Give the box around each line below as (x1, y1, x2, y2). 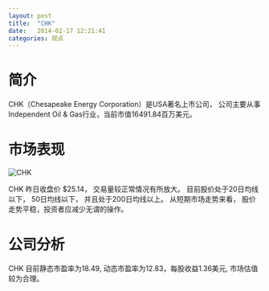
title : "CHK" (8, 19, 56, 27)
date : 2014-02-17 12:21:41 (8, 27, 106, 35)
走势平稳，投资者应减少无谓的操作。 (8, 204, 128, 214)
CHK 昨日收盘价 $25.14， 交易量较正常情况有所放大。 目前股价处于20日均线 (8, 184, 259, 194)
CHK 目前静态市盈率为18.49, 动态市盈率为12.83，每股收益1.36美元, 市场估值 (8, 264, 259, 273)
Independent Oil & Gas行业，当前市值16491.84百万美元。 (8, 109, 197, 119)
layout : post (8, 11, 52, 20)
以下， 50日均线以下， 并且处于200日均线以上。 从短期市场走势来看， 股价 (8, 195, 257, 204)
